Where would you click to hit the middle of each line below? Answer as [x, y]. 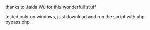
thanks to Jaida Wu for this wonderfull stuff [51, 7]
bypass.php [18, 22]
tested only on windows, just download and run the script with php [75, 17]
